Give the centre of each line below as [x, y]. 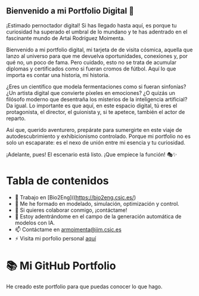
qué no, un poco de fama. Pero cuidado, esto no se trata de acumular [91, 62]
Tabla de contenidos [57, 181]
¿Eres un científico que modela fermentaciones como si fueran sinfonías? [96, 87]
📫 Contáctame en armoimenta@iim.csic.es [68, 229]
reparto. [16, 118]
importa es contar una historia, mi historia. [58, 75]
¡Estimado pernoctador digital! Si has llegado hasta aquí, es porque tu [91, 25]
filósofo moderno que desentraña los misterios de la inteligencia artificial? [97, 99]
